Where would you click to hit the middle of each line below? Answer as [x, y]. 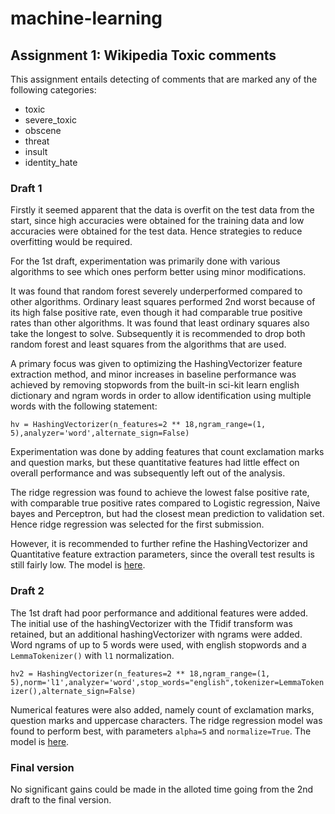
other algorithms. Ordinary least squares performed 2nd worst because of [163, 302]
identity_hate [51, 162]
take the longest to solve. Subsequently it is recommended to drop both [158, 334]
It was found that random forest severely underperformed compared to [156, 291]
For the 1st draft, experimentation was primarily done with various [145, 261]
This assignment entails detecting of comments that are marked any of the [164, 79]
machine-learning [86, 18]
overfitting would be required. [71, 242]
